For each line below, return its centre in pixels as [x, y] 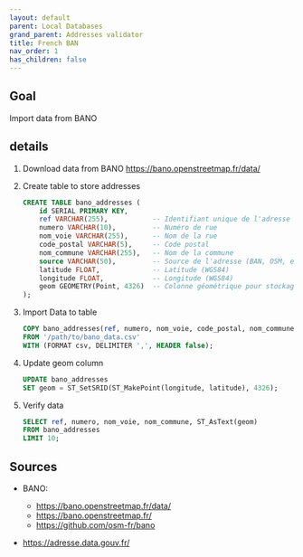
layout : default [40, 18]
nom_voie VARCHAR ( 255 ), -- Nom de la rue [128, 236]
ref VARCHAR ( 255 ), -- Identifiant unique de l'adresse [165, 219]
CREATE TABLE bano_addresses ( [81, 203]
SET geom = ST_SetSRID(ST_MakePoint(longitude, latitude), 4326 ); [150, 388]
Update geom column [63, 363]
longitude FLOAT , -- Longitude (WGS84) [137, 278]
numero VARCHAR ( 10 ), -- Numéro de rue [128, 228]
